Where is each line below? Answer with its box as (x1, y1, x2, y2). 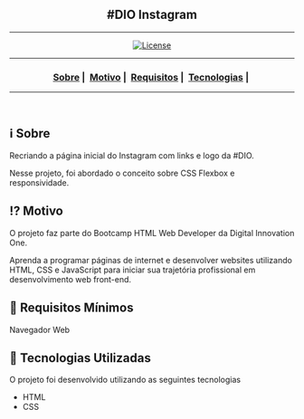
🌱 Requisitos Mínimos (9, 300, 134, 316)
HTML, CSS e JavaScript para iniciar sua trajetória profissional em (9, 264, 256, 275)
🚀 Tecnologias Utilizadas (9, 350, 151, 366)
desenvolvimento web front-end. (9, 273, 132, 284)
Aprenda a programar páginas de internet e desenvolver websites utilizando (9, 254, 292, 265)
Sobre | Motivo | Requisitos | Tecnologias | (52, 71, 250, 83)
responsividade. (9, 176, 70, 188)
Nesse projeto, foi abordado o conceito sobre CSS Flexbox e (9, 167, 235, 178)
